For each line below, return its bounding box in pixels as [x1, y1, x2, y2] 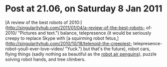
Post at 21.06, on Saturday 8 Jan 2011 [5, 3, 163, 14]
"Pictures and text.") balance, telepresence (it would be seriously [17, 30, 152, 36]
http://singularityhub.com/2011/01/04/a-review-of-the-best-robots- [6, 24, 146, 30]
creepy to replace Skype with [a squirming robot [5, 35, 105, 41]
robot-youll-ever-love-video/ [5, 46, 64, 52]
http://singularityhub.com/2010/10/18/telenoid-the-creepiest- [6, 40, 133, 46]
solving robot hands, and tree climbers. [5, 56, 86, 62]
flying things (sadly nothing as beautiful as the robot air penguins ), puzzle [5, 51, 157, 57]
